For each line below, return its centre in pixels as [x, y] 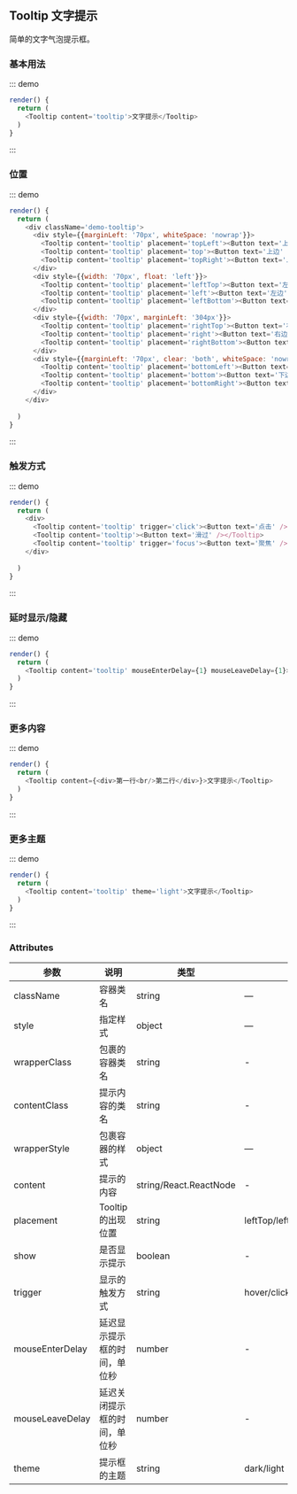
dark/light [264, 1468]
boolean [153, 1256]
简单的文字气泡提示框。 [52, 39]
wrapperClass [43, 1062]
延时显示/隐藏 [38, 618]
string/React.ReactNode [186, 1185]
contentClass [41, 1105]
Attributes [31, 948]
